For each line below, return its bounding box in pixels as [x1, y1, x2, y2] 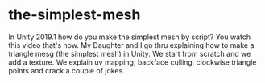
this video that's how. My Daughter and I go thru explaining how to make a [8, 40, 255, 49]
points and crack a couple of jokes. [8, 65, 125, 75]
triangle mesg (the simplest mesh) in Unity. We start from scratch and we [8, 49, 251, 58]
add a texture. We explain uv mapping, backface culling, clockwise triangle [8, 57, 257, 67]
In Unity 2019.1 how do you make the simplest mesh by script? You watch [8, 32, 251, 41]
